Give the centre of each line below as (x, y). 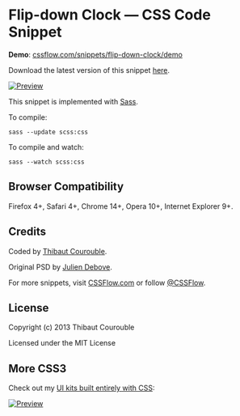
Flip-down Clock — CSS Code (110, 15)
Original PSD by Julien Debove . (61, 267)
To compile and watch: (46, 146)
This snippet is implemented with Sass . (74, 101)
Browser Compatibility (66, 187)
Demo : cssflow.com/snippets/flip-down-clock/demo (96, 54)
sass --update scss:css (48, 132)
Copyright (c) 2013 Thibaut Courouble (72, 327)
